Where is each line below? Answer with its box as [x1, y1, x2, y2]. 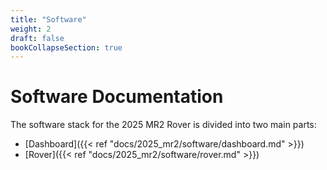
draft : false [10, 33, 65, 43]
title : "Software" [10, 14, 87, 25]
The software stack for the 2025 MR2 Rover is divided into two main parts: [10, 119, 317, 131]
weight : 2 [10, 24, 52, 34]
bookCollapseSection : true [10, 42, 123, 53]
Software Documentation [10, 86, 224, 108]
